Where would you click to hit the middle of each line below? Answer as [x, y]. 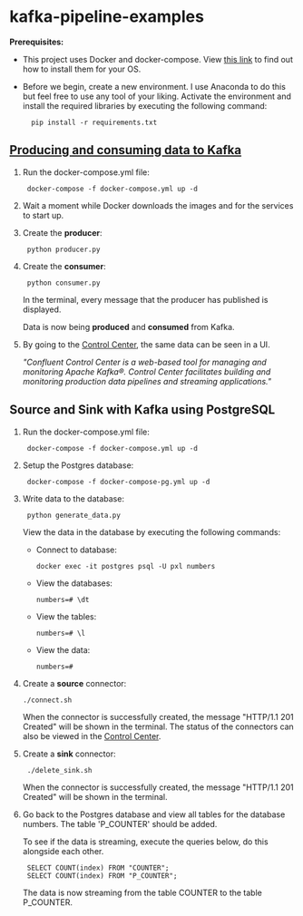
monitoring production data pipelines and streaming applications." [147, 381]
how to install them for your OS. [82, 69]
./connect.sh [47, 700]
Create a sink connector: [69, 754]
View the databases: [74, 583]
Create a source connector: [74, 683]
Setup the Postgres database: [78, 465]
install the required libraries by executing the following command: [145, 105]
